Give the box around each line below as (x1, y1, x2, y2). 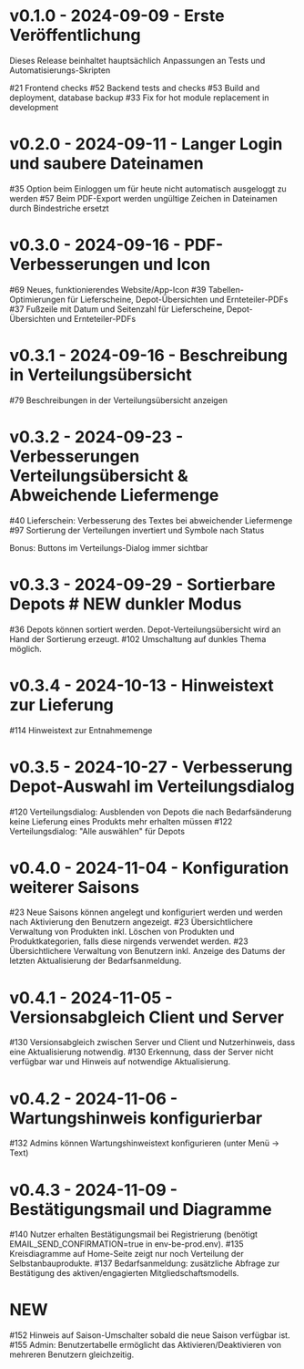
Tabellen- (208, 284, 244, 295)
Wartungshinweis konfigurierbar (9, 1107, 263, 1128)
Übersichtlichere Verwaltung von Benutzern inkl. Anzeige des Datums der (9, 946, 286, 957)
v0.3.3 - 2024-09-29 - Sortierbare (9, 574, 276, 595)
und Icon (142, 254, 211, 275)
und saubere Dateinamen (9, 153, 204, 174)
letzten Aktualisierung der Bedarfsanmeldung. (9, 955, 182, 967)
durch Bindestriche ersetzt (9, 202, 109, 213)
